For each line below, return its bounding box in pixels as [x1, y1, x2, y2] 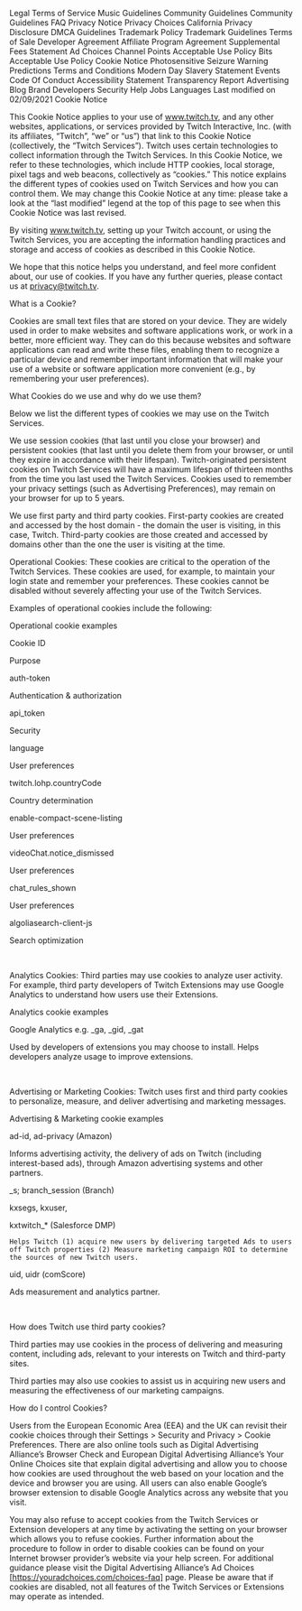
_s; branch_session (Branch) [9, 1185, 114, 1195]
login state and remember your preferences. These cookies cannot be [9, 576, 270, 586]
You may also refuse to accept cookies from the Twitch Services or [9, 1514, 259, 1524]
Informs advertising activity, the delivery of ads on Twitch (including [9, 1148, 262, 1159]
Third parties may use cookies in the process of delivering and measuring [9, 1339, 283, 1349]
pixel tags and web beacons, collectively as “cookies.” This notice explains [9, 169, 287, 180]
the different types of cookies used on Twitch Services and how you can [9, 179, 279, 189]
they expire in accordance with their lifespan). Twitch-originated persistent [9, 455, 287, 465]
